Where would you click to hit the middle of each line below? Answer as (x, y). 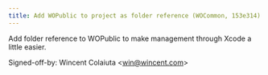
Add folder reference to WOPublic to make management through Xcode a (130, 38)
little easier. (27, 47)
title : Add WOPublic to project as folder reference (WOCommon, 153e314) (135, 16)
